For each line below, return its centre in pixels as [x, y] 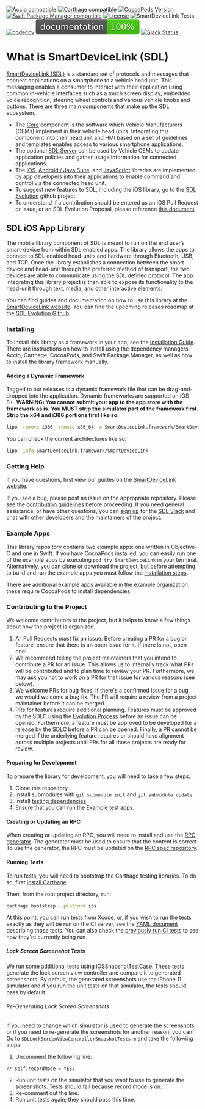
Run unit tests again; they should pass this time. [75, 1099]
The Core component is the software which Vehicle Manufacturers [99, 125]
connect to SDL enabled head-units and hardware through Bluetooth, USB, [100, 256]
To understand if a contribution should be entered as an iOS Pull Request [106, 202]
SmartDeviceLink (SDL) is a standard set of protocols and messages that [98, 74]
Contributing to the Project [47, 606]
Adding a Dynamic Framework [45, 376]
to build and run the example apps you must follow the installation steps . [97, 573]
